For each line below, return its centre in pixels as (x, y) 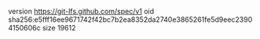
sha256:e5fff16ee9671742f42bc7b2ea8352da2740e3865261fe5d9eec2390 (130, 19)
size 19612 (59, 28)
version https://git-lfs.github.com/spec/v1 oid (81, 11)
